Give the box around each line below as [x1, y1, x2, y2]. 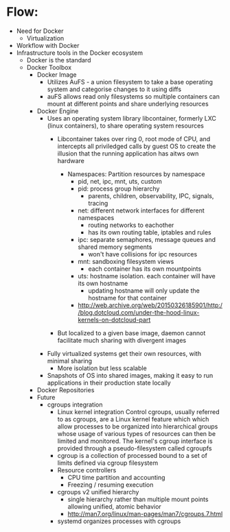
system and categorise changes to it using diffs [47, 85, 182, 93]
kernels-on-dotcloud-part [78, 315, 151, 324]
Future [36, 393, 56, 401]
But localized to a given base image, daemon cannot [57, 328, 206, 337]
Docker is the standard [26, 56, 91, 64]
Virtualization [26, 34, 65, 42]
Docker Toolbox [26, 63, 72, 71]
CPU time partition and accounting [67, 473, 165, 481]
